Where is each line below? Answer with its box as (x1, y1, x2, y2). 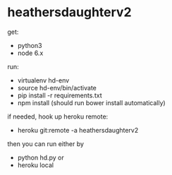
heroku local (17, 160, 54, 169)
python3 (17, 41, 42, 49)
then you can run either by (7, 139, 85, 148)
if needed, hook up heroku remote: (7, 112, 109, 121)
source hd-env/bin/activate (17, 83, 97, 92)
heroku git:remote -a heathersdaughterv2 (17, 126, 139, 134)
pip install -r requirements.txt (17, 91, 102, 99)
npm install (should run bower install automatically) (17, 98, 166, 107)
